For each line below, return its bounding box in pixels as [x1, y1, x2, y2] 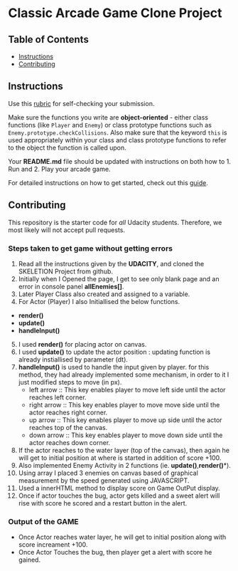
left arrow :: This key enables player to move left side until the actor [28, 385, 226, 394]
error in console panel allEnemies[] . [18, 282, 124, 290]
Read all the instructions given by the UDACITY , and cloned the [18, 259, 205, 268]
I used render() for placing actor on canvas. [18, 340, 147, 348]
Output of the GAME [8, 516, 79, 526]
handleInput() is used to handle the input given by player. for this [18, 362, 210, 371]
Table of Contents [8, 33, 90, 46]
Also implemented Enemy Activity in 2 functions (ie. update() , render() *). [18, 461, 232, 469]
